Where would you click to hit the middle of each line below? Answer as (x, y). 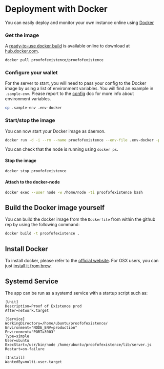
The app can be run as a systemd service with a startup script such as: (76, 293)
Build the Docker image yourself (55, 208)
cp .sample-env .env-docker (34, 108)
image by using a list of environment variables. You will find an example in (79, 89)
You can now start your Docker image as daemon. (55, 131)
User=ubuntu (17, 340)
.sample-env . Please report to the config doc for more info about (70, 93)
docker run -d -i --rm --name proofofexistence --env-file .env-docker (79, 140)
